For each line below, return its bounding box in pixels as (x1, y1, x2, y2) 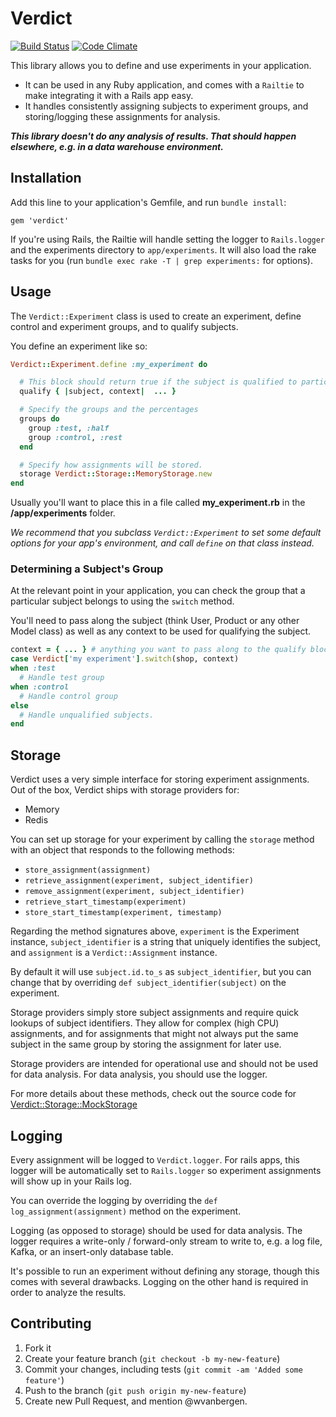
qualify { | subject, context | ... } (19, 387, 177, 397)
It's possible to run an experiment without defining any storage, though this (10, 1265, 320, 1277)
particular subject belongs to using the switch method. (10, 595, 235, 607)
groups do (19, 414, 60, 424)
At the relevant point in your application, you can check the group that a (10, 585, 306, 597)
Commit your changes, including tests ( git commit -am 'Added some (24, 1363, 303, 1375)
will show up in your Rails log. (10, 1175, 132, 1187)
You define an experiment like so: (10, 340, 148, 352)
